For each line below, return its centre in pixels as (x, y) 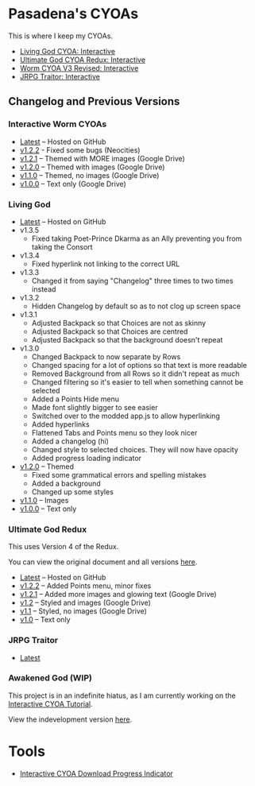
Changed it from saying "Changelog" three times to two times (132, 281)
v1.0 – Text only (45, 620)
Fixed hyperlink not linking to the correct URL (106, 264)
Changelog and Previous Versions (94, 101)
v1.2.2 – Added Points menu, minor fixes (85, 586)
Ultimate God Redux (48, 529)
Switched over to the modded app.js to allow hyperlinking (126, 416)
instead (44, 289)
